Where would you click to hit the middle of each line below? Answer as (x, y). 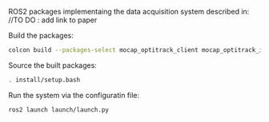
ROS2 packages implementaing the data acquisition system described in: (129, 12)
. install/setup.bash (44, 80)
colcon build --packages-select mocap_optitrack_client (103, 50)
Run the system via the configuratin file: (74, 95)
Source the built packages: (53, 65)
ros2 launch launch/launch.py (59, 110)
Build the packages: (41, 35)
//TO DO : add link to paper (53, 20)
